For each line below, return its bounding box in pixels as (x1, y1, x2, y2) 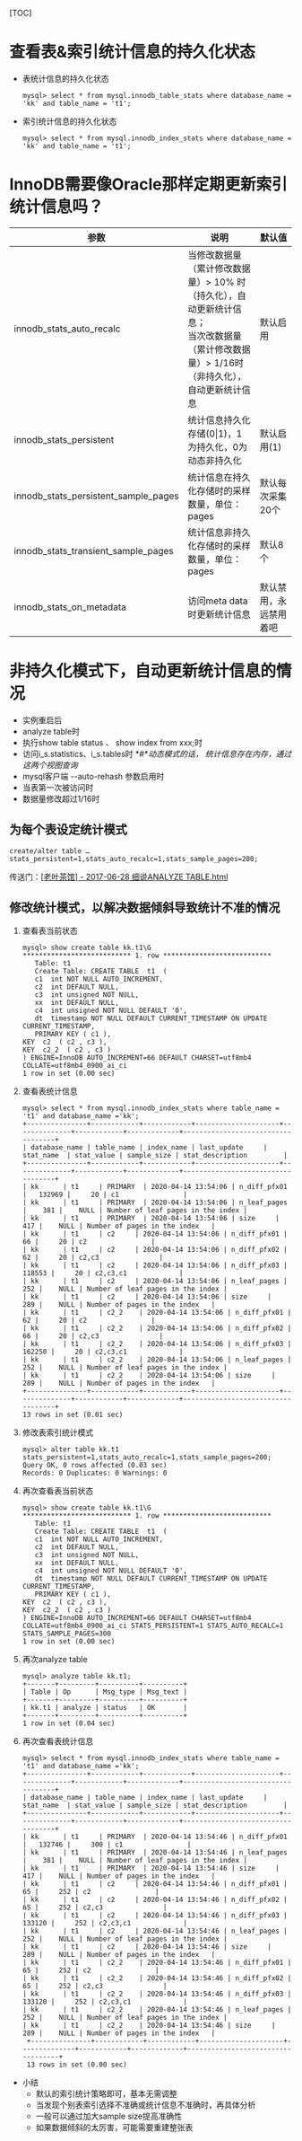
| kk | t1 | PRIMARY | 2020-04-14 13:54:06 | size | (22, 1214, 280, 1223)
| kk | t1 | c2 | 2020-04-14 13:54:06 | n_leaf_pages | (22, 1277, 289, 1286)
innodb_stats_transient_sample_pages (13, 544, 174, 557)
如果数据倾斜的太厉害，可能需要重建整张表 (35, 2122, 194, 2133)
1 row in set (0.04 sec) (22, 1719, 116, 1728)
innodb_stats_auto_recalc (13, 322, 121, 335)
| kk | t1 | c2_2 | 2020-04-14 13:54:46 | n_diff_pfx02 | (22, 1974, 292, 1983)
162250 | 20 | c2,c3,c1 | (22, 1347, 184, 1357)
